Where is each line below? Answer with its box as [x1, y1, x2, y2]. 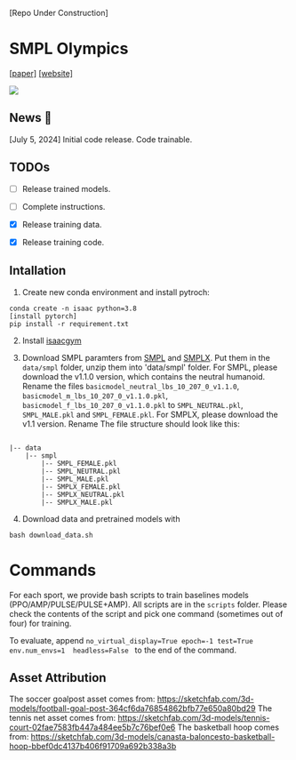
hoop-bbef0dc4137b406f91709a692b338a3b [9, 741, 177, 752]
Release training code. [21, 236, 105, 247]
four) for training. [9, 618, 72, 628]
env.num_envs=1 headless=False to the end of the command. [9, 644, 237, 655]
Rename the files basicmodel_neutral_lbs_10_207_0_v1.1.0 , [21, 380, 240, 391]
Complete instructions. [21, 201, 106, 212]
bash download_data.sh [9, 531, 93, 540]
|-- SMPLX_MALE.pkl [41, 498, 114, 507]
